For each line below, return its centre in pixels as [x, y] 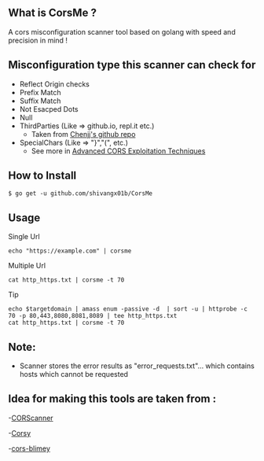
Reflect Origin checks [55, 84]
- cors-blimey [29, 448]
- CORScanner [31, 418]
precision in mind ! [38, 40]
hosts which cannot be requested [73, 374]
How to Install [42, 176]
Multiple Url [27, 266]
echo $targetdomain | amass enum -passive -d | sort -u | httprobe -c [128, 309]
